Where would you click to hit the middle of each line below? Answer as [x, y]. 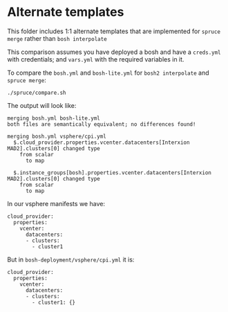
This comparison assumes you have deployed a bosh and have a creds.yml [114, 52]
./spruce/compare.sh [37, 93]
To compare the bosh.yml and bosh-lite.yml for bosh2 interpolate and [108, 73]
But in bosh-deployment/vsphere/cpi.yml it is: [71, 259]
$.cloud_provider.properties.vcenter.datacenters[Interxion [102, 143]
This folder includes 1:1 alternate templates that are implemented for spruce [114, 31]
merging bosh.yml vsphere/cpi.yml [57, 136]
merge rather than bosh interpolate [57, 38]
